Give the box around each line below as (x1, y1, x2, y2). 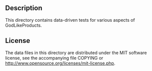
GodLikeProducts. (5, 22, 42, 28)
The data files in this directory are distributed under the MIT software (5, 49, 147, 56)
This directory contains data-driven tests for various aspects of (5, 17, 136, 23)
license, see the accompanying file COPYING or (5, 55, 104, 61)
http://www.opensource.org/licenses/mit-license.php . (5, 60, 116, 66)
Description (5, 4, 42, 12)
